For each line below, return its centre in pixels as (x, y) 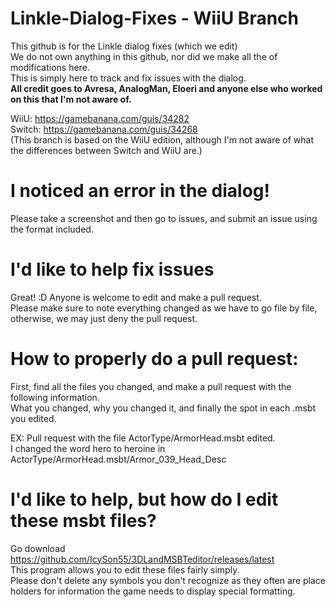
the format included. (52, 229)
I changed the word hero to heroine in (88, 448)
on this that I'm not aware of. (71, 99)
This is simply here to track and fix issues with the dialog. (128, 78)
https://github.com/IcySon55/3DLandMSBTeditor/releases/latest (142, 559)
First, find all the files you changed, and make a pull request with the (151, 386)
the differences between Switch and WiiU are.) (106, 150)
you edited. (33, 418)
